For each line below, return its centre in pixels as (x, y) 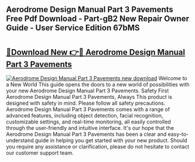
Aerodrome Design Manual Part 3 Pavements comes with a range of (88, 109)
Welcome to (173, 78)
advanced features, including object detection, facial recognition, (85, 116)
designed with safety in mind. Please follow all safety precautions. (86, 103)
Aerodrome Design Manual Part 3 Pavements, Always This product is (89, 97)
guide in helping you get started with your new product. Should (111, 140)
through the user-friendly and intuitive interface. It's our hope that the (90, 128)
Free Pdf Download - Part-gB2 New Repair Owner (97, 19)
